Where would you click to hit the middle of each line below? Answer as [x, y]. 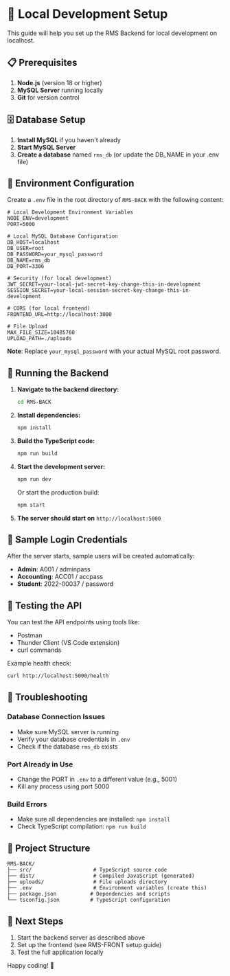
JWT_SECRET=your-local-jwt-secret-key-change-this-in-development [104, 284]
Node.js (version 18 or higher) [59, 82]
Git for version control [48, 97]
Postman [30, 635]
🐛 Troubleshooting [47, 697]
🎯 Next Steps [35, 921]
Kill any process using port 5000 [63, 786]
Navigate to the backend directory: [68, 389]
